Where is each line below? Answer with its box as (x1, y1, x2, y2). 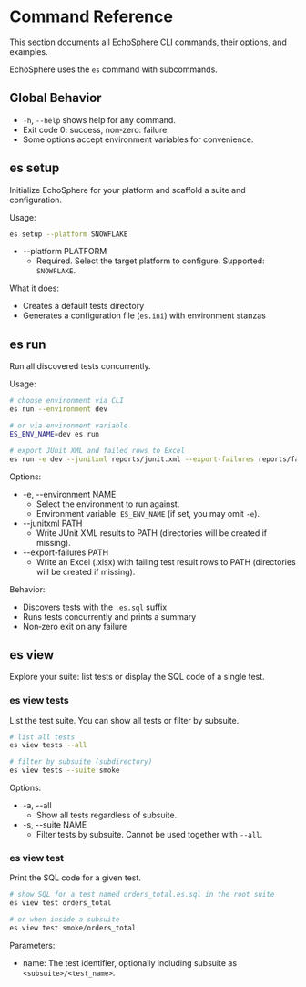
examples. (9, 46, 48, 57)
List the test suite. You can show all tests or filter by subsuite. (9, 715, 240, 725)
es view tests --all (9, 741, 88, 750)
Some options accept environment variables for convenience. (22, 134, 254, 145)
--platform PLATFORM (22, 246, 107, 257)
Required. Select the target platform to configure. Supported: (36, 255, 265, 266)
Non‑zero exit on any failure (22, 621, 127, 632)
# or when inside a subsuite (9, 915, 120, 924)
